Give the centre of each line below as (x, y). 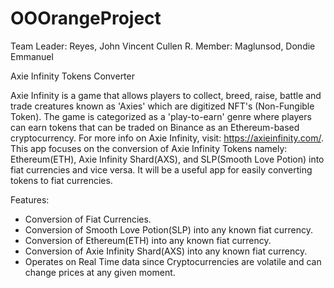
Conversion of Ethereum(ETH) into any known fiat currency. (148, 240)
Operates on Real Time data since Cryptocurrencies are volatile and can (173, 261)
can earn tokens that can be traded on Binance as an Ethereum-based (155, 127)
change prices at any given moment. (100, 272)
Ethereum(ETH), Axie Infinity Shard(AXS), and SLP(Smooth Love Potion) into (167, 159)
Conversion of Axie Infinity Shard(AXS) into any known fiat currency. (166, 251)
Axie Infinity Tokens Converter (72, 76)
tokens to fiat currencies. (61, 180)
